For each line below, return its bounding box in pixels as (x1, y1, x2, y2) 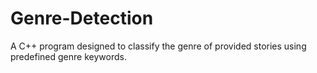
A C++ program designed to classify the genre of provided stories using (10, 40, 307, 52)
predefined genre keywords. (10, 50, 127, 62)
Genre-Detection (10, 7, 154, 30)
